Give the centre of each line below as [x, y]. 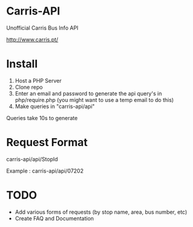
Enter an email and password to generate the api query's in [88, 93]
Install [22, 64]
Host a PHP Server [38, 80]
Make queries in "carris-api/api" [55, 106]
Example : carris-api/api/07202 [45, 171]
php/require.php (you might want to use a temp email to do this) [94, 100]
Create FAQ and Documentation [54, 218]
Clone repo [29, 87]
